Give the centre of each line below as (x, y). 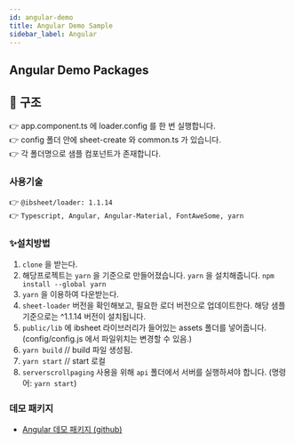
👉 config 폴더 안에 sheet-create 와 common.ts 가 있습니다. (116, 140)
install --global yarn (64, 285)
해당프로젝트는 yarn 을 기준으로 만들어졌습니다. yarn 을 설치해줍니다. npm (148, 276)
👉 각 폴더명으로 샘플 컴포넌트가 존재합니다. (85, 153)
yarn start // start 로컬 (64, 361)
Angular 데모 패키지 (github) (72, 430)
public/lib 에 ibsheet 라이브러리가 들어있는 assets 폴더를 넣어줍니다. (144, 328)
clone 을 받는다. (50, 264)
